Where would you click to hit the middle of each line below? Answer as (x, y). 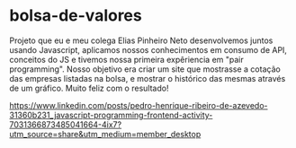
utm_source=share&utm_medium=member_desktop (105, 134)
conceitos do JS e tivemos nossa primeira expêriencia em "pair (127, 59)
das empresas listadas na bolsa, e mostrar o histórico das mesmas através (148, 78)
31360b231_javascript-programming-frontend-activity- (111, 115)
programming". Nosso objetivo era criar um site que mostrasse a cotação (145, 69)
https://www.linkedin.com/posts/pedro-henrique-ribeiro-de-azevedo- (139, 105)
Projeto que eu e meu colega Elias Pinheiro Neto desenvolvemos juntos (141, 40)
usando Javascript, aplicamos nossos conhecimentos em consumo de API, (148, 49)
